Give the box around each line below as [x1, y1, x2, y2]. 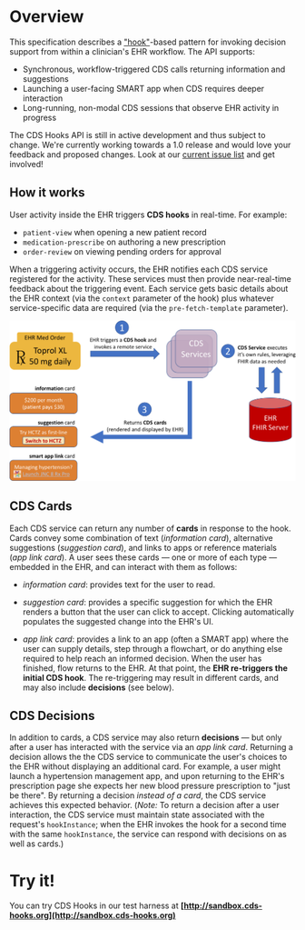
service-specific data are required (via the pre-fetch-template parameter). [9, 302, 289, 313]
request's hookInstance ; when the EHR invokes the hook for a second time [9, 819, 287, 830]
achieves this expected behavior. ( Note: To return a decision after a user [9, 800, 280, 811]
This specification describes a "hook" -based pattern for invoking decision [9, 36, 287, 47]
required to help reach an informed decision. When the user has [22, 653, 262, 664]
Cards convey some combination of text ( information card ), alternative [9, 532, 274, 543]
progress [22, 112, 57, 123]
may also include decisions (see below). [22, 682, 175, 693]
